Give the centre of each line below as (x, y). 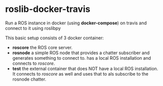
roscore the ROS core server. (42, 47)
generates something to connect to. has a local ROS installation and (81, 58)
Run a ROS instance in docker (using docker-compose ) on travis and (76, 23)
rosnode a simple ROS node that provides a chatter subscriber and (81, 53)
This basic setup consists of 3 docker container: (54, 38)
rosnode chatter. (29, 79)
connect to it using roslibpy (33, 28)
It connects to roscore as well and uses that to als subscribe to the (80, 74)
